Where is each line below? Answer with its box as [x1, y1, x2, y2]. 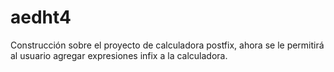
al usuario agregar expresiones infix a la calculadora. [10, 49, 228, 61]
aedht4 [10, 6, 72, 29]
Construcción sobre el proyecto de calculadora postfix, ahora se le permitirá [10, 39, 325, 51]
